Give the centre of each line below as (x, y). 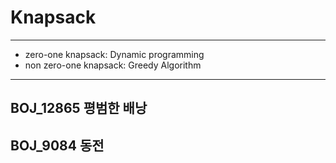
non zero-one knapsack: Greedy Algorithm (113, 65)
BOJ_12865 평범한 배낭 (79, 108)
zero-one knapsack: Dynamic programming (114, 54)
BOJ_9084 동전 (57, 145)
